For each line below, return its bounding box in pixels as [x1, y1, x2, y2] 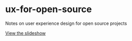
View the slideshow [5, 30, 46, 36]
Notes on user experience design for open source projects [5, 20, 127, 26]
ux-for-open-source [5, 4, 92, 15]
